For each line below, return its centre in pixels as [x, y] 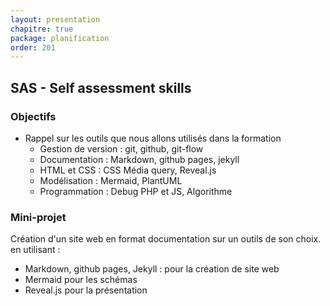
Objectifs [33, 116]
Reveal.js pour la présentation [86, 290]
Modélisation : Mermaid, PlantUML [111, 180]
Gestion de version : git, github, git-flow [121, 148]
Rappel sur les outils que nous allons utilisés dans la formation [153, 138]
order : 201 [33, 47]
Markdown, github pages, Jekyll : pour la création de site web [152, 269]
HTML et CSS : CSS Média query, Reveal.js [128, 170]
